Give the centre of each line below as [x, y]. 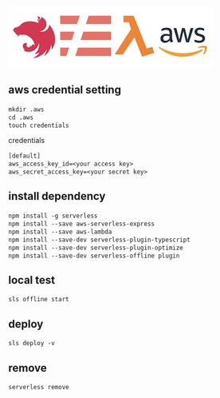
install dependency [57, 196]
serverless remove [39, 388]
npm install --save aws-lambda [60, 232]
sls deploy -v [32, 344]
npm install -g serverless [53, 216]
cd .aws [21, 117]
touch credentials [39, 125]
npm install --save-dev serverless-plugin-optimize [96, 248]
